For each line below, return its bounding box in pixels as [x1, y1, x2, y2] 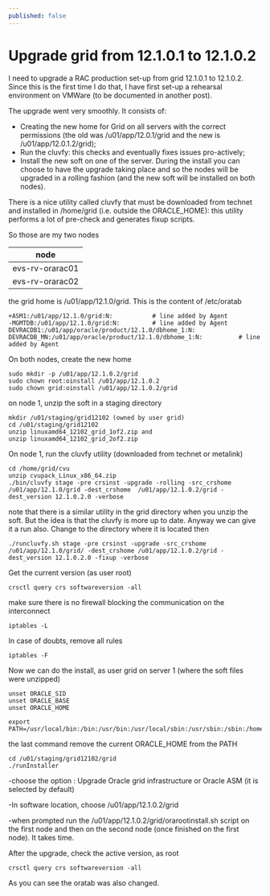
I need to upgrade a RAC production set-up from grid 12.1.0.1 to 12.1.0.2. [8, 73, 243, 83]
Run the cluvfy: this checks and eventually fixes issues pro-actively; [19, 147, 245, 157]
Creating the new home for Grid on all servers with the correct [19, 122, 227, 131]
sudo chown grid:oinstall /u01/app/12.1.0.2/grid [8, 384, 178, 392]
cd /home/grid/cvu [8, 464, 70, 472]
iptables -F [8, 651, 48, 659]
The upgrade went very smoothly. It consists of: [8, 106, 167, 115]
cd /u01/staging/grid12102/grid [8, 754, 117, 762]
